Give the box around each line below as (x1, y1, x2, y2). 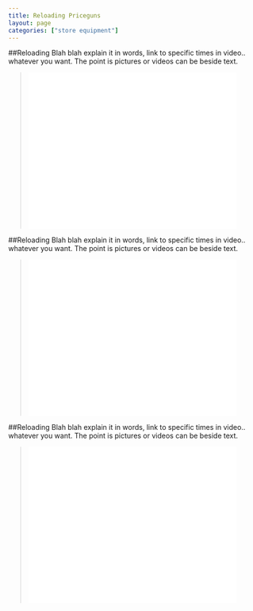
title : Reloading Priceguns (8, 11, 102, 20)
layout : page (8, 19, 52, 27)
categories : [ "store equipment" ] (8, 26, 119, 34)
